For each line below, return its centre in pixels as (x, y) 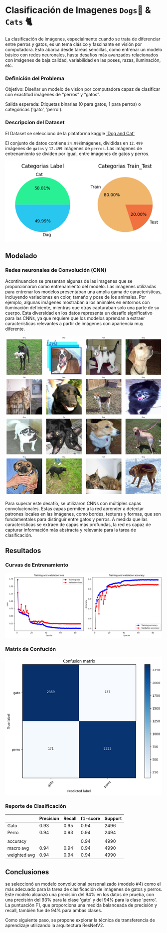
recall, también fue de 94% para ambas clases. (54, 911)
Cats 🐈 (19, 22)
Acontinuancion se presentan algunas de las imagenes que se (69, 281)
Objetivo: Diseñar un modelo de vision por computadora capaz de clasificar (83, 89)
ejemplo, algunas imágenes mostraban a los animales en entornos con (78, 302)
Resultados (23, 551)
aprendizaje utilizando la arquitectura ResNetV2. (55, 926)
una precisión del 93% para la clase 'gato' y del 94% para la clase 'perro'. (81, 900)
